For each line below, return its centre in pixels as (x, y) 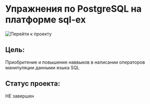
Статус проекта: (33, 84)
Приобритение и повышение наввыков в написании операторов (75, 62)
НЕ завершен (20, 96)
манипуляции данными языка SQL (42, 67)
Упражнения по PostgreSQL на (73, 9)
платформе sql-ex (46, 20)
